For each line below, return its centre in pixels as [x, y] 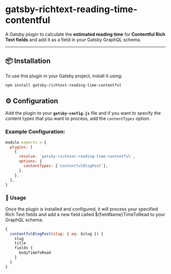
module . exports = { [26, 142]
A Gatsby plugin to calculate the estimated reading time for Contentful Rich [85, 34]
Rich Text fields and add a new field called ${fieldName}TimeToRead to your [85, 214]
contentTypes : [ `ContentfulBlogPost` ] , [66, 166]
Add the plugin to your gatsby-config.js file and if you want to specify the [83, 113]
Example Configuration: [35, 132]
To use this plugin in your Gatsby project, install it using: [64, 76]
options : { [30, 161]
